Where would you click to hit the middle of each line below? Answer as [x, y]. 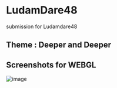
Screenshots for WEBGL [51, 65]
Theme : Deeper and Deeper [59, 45]
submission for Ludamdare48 [42, 26]
